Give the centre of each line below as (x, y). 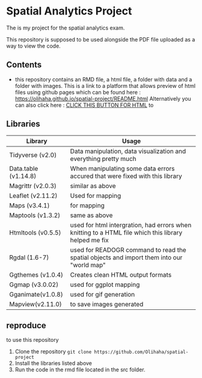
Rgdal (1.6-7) (29, 257)
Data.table (24, 168)
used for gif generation (103, 294)
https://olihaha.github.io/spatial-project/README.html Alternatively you (103, 98)
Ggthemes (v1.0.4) (36, 274)
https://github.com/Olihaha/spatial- (141, 352)
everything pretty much (103, 159)
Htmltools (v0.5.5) (35, 232)
